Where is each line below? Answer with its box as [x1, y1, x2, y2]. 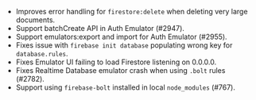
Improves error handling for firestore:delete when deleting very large [15, 7, 248, 16]
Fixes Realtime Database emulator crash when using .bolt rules [15, 66, 226, 75]
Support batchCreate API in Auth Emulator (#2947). [15, 24, 185, 33]
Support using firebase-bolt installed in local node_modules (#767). [15, 83, 236, 92]
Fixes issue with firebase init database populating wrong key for [15, 40, 233, 50]
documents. [15, 15, 56, 25]
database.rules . [15, 49, 69, 58]
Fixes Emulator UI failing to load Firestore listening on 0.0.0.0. [15, 57, 217, 67]
